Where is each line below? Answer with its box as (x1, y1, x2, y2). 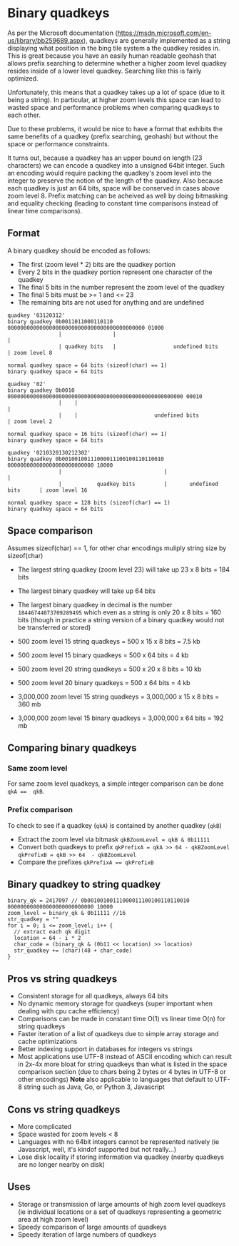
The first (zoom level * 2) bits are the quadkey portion (17, 260, 176, 268)
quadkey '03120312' (7, 312, 66, 319)
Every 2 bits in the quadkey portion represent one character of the (17, 268, 213, 276)
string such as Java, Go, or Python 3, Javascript (24, 1083, 166, 1091)
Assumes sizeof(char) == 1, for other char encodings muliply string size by (7, 544, 227, 552)
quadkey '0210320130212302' (7, 449, 91, 456)
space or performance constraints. (7, 139, 110, 148)
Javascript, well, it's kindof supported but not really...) (17, 1145, 177, 1153)
